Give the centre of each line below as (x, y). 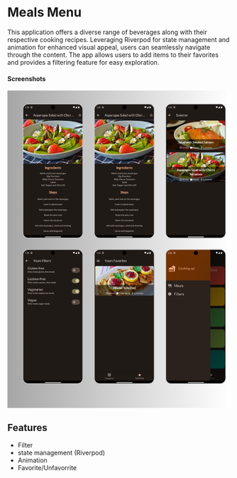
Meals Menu (44, 12)
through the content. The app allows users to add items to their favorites (113, 55)
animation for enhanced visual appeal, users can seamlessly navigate (109, 47)
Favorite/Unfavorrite (47, 467)
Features (27, 428)
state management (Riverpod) (61, 452)
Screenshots (27, 78)
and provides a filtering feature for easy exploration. (83, 62)
